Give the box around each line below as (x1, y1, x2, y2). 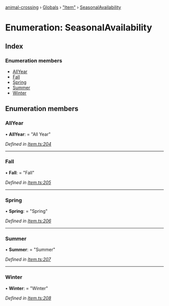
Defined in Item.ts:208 (5, 295, 51, 301)
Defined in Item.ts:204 (5, 141, 52, 147)
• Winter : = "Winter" (5, 285, 48, 291)
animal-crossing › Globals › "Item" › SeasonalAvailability (5, 5, 122, 10)
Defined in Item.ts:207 (5, 257, 51, 263)
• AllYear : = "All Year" (5, 131, 51, 137)
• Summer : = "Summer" (5, 247, 55, 253)
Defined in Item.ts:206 (5, 218, 51, 224)
